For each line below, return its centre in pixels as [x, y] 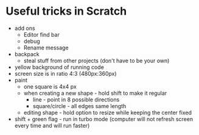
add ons [25, 28]
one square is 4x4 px [50, 86]
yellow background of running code [59, 67]
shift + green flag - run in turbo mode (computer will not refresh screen [103, 119]
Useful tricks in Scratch [66, 11]
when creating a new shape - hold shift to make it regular [95, 93]
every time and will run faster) [52, 125]
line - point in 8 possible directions [76, 100]
